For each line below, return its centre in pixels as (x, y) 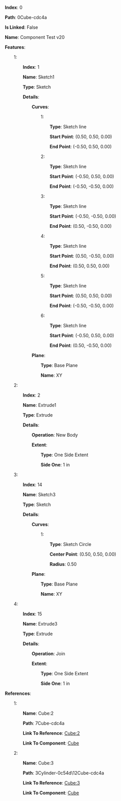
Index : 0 (14, 7)
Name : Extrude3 (40, 624)
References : (18, 693)
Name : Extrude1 (40, 405)
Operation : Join (48, 653)
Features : (15, 47)
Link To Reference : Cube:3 (51, 783)
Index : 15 (32, 614)
